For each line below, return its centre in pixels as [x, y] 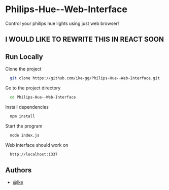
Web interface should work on [37, 145]
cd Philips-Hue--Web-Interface [43, 98]
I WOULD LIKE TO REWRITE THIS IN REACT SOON [84, 39]
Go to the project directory [33, 88]
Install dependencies [27, 107]
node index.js [25, 135]
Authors [19, 170]
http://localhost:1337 [34, 154]
